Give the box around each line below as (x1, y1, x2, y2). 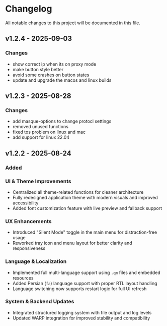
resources (12, 275, 34, 281)
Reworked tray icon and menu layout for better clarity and (12, 240, 132, 246)
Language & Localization (5, 258, 67, 265)
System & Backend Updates (5, 298, 74, 305)
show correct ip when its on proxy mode (12, 61, 97, 67)
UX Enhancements (5, 218, 52, 225)
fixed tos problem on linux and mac (12, 129, 86, 135)
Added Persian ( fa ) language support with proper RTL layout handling (12, 280, 157, 286)
